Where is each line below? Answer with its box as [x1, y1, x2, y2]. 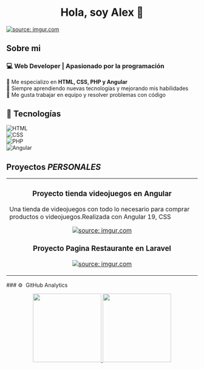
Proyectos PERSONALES [6, 161, 101, 172]
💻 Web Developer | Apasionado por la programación [6, 62, 165, 71]
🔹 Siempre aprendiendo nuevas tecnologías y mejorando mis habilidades [6, 85, 189, 92]
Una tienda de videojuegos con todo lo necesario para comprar [9, 205, 190, 214]
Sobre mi [6, 43, 41, 54]
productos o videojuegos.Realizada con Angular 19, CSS [9, 213, 171, 221]
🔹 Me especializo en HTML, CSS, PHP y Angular [6, 78, 128, 85]
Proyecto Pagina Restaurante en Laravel [33, 244, 171, 253]
